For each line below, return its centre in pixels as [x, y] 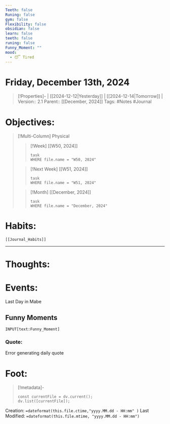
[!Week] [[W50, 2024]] [54, 146]
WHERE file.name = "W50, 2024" [63, 160]
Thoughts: [28, 264]
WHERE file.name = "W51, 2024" [63, 183]
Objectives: [30, 122]
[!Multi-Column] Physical [44, 136]
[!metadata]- [31, 387]
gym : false [17, 19]
